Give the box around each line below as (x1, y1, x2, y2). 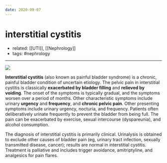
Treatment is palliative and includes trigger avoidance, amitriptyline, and (5, 147, 153, 153)
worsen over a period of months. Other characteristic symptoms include (5, 95, 153, 101)
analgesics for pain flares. (5, 152, 58, 158)
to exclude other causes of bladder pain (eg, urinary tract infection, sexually (5, 136, 161, 142)
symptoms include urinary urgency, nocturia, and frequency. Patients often (5, 105, 159, 112)
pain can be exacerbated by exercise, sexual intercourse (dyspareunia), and (5, 116, 161, 122)
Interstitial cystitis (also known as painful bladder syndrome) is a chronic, (5, 74, 157, 80)
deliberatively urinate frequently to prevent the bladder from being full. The (5, 111, 159, 117)
